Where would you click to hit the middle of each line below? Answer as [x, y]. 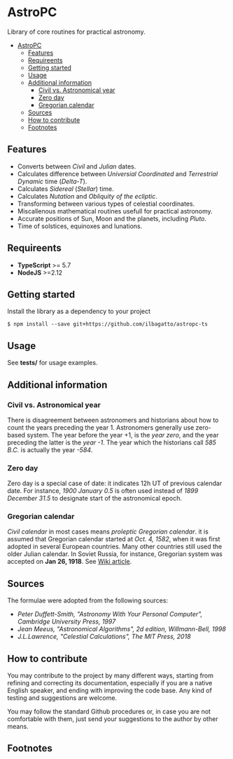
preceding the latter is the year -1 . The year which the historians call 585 [112, 442]
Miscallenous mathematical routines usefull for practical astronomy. [115, 211]
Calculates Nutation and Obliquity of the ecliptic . [87, 196]
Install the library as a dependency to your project [79, 311]
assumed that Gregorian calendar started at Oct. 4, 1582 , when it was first [114, 539]
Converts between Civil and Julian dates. [77, 166]
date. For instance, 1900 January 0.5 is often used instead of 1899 [103, 491]
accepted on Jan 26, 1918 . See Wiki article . [70, 562]
